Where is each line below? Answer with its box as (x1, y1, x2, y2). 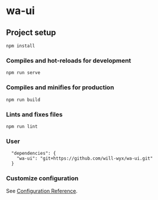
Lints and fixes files (6, 110, 63, 118)
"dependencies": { (11, 151, 57, 157)
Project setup (6, 28, 57, 38)
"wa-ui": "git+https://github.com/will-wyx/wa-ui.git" (16, 155, 153, 162)
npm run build (6, 97, 41, 103)
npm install (6, 43, 35, 49)
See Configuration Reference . (6, 188, 78, 195)
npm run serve (6, 70, 41, 76)
